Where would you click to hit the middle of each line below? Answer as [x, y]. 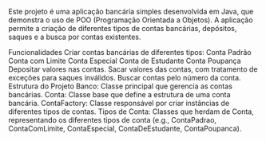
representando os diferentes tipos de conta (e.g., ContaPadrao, [113, 120]
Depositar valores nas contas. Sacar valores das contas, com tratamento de [133, 69]
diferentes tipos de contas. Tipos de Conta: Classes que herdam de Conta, [131, 112]
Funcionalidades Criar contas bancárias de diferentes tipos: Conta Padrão [130, 52]
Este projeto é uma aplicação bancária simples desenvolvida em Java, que [131, 12]
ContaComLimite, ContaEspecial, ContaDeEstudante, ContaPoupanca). [125, 128]
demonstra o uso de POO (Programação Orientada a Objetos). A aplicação [131, 20]
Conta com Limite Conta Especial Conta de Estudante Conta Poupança [125, 61]
